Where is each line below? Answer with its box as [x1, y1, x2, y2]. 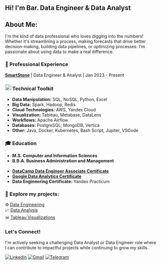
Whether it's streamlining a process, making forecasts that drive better [5, 38, 146, 44]
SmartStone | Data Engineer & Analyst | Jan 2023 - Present [5, 72, 125, 78]
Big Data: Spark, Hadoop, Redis [12, 102, 76, 107]
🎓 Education [5, 140, 37, 146]
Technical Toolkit [12, 85, 54, 92]
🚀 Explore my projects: [5, 191, 59, 197]
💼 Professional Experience [5, 61, 69, 68]
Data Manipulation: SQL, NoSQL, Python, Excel [12, 96, 108, 102]
